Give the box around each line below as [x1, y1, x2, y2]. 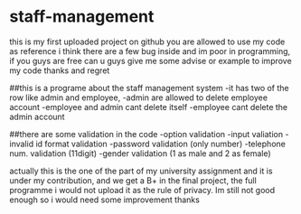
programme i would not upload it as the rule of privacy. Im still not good [9, 184, 276, 195]
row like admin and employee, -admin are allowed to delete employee [9, 92, 268, 103]
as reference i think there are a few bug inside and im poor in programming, [9, 45, 291, 56]
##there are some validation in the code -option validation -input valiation [9, 128, 283, 139]
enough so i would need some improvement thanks [9, 194, 201, 205]
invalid [9, 138, 34, 149]
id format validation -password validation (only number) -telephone [35, 138, 287, 149]
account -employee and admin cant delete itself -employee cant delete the [9, 101, 288, 112]
